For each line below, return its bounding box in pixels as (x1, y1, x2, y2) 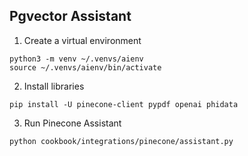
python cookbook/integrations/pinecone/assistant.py (9, 136, 234, 146)
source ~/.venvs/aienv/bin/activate (9, 62, 162, 73)
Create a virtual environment (23, 34, 142, 46)
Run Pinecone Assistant (23, 117, 122, 129)
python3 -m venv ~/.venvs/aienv (9, 54, 144, 64)
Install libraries (23, 80, 85, 92)
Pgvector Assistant (9, 8, 132, 25)
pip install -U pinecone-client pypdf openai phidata (9, 99, 239, 109)
